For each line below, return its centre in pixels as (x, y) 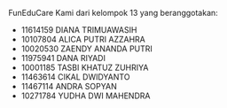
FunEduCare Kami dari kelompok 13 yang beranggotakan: (113, 13)
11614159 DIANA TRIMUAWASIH (79, 30)
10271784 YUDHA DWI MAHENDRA (86, 96)
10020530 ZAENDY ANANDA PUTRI (86, 49)
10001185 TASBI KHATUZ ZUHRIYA (85, 67)
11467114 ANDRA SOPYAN (69, 86)
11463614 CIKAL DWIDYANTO (75, 77)
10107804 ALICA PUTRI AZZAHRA (83, 39)
